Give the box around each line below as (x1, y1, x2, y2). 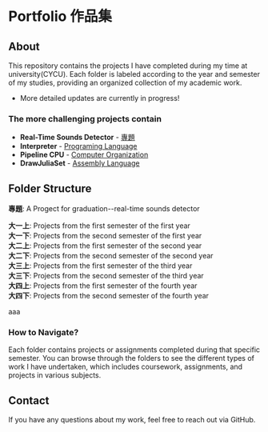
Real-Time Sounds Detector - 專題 (19, 133, 136, 142)
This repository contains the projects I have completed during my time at (8, 61, 248, 70)
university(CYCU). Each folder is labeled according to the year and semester (8, 70, 260, 78)
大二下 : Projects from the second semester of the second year (8, 251, 214, 261)
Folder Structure (8, 182, 92, 195)
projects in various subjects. (8, 370, 102, 380)
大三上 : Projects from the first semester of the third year (8, 261, 193, 270)
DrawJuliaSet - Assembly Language (19, 158, 140, 168)
